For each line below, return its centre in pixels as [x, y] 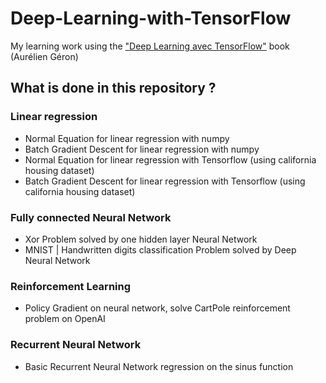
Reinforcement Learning [71, 286]
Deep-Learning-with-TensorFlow [151, 18]
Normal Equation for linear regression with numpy [127, 138]
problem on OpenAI [65, 319]
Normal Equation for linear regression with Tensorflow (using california [170, 159]
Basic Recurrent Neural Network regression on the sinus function [159, 366]
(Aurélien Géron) [44, 56]
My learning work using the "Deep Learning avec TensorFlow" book [150, 46]
